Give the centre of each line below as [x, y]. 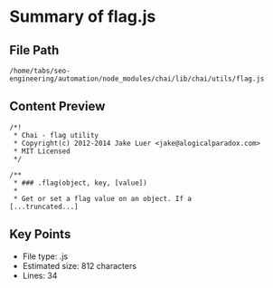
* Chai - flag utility [56, 135]
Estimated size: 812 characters [80, 265]
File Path [34, 50]
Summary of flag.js [83, 17]
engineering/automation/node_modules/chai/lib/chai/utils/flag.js [137, 79]
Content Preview [57, 106]
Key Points [40, 234]
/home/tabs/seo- [40, 71]
